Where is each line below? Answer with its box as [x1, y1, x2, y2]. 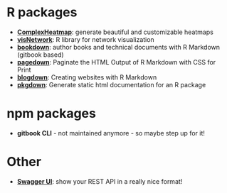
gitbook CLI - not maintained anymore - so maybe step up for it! [16, 128, 206, 137]
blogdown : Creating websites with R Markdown [16, 72, 157, 82]
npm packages [6, 106, 97, 121]
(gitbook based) [16, 50, 65, 59]
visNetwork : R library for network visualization [16, 35, 154, 43]
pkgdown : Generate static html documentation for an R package [16, 80, 206, 89]
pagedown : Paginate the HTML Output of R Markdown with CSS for [16, 57, 216, 66]
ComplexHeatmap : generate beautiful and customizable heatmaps [16, 28, 214, 36]
